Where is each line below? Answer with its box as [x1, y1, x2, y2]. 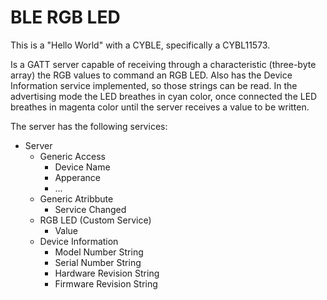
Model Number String [54, 246, 144, 258]
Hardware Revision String [54, 267, 160, 279]
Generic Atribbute [39, 192, 114, 205]
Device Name [54, 161, 111, 173]
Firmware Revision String [54, 277, 158, 290]
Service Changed [54, 203, 127, 215]
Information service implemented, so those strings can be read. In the [10, 79, 298, 91]
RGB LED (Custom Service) [39, 214, 152, 226]
